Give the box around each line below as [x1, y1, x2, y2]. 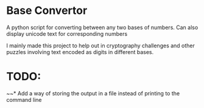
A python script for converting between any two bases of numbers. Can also [6, 24, 199, 31]
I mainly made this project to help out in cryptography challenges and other [6, 42, 195, 49]
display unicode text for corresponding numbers [6, 30, 128, 37]
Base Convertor [6, 4, 88, 18]
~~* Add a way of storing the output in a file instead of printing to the [6, 89, 180, 97]
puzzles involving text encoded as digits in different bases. [6, 48, 154, 55]
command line [6, 96, 42, 103]
